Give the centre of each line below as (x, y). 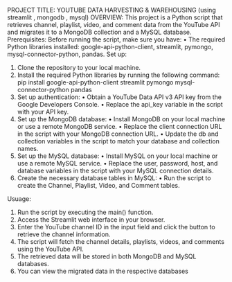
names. (28, 149)
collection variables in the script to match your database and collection (118, 141)
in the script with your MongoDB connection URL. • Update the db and (118, 134)
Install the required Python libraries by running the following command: (118, 75)
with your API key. (43, 112)
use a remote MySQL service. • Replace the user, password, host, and (117, 163)
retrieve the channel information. (64, 234)
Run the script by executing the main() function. (85, 212)
